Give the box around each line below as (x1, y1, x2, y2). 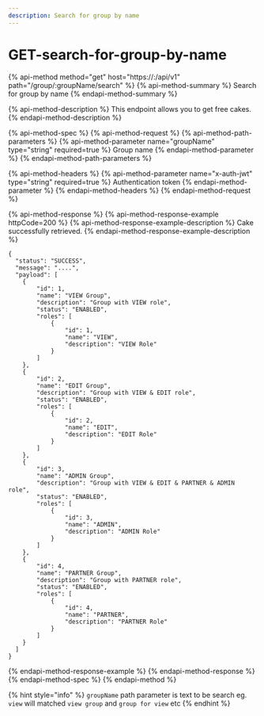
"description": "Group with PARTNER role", (36, 576, 182, 584)
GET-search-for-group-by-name (8, 45, 227, 63)
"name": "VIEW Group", (36, 291, 111, 300)
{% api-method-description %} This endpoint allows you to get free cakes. (8, 104, 251, 113)
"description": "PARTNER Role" (64, 618, 168, 626)
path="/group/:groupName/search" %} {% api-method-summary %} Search (8, 80, 257, 90)
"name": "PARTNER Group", (36, 569, 123, 577)
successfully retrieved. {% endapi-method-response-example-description (8, 226, 251, 235)
